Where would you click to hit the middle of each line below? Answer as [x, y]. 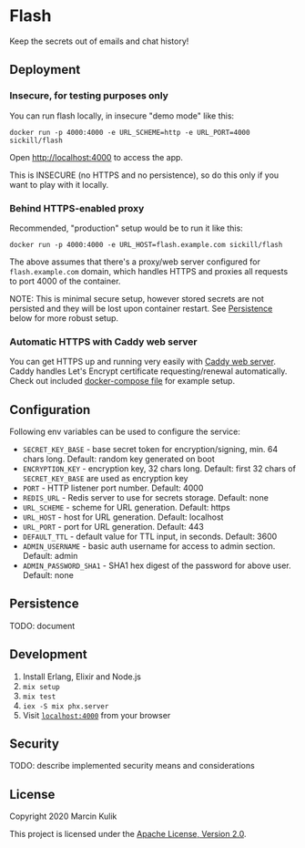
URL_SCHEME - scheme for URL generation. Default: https [126, 508]
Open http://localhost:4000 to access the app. [97, 157]
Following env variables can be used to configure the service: [125, 432]
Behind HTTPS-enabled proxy [77, 208]
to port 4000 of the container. [65, 281]
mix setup [41, 687]
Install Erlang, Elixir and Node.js [82, 677]
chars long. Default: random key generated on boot [119, 459]
